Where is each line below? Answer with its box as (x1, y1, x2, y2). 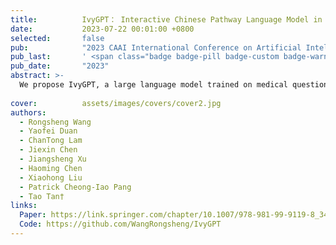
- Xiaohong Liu (19, 172, 83, 183)
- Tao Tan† (19, 191, 65, 201)
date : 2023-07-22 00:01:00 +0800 (10, 24, 195, 34)
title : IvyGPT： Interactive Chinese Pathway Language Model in (10, 14, 323, 25)
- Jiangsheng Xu (19, 154, 87, 164)
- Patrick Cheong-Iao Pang (19, 182, 132, 192)
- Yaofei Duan (19, 126, 78, 136)
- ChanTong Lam (19, 136, 83, 146)
